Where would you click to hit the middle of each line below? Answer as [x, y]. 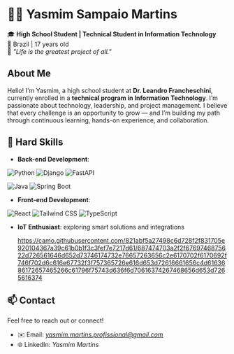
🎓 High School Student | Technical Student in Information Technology [112, 34]
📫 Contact [31, 300]
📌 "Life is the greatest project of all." [59, 51]
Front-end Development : [54, 199]
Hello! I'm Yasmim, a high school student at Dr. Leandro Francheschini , [110, 90]
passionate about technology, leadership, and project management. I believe [117, 105]
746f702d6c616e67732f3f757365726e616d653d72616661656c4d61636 [121, 262]
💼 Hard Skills [35, 142]
